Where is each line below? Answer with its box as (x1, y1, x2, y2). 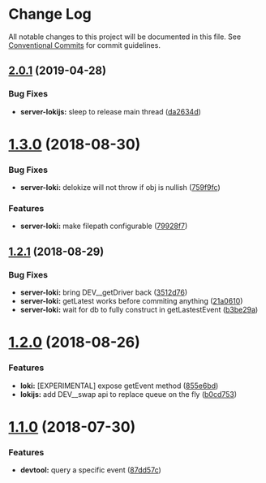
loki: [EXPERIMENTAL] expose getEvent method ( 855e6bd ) (19, 381, 219, 390)
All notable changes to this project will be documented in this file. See (8, 32, 242, 41)
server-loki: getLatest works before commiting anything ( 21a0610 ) (19, 296, 243, 306)
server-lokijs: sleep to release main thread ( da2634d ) (19, 106, 201, 116)
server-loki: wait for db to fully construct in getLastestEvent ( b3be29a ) (19, 305, 259, 315)
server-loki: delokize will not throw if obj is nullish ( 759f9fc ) (19, 183, 221, 192)
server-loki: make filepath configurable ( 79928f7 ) (19, 221, 188, 231)
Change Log (8, 5, 92, 24)
